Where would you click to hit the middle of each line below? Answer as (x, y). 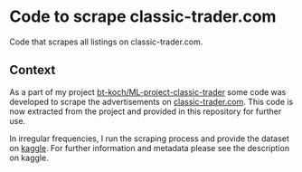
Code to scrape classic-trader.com (143, 17)
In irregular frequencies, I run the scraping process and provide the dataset (149, 139)
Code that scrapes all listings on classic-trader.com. (106, 42)
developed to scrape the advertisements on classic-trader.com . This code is (151, 101)
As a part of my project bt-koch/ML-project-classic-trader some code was (148, 91)
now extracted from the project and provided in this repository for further (146, 111)
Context (33, 70)
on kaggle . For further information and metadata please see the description (150, 148)
